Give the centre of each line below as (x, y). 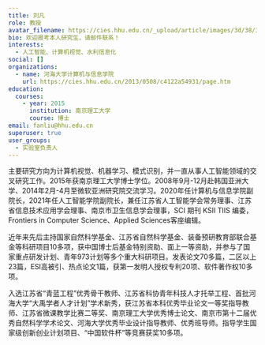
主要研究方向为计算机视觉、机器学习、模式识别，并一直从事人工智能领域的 (129, 171)
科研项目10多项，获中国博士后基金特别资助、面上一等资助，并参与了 (132, 247)
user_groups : (30, 140)
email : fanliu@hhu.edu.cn (50, 126)
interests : (26, 45)
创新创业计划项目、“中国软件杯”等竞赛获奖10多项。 (105, 333)
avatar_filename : (37, 30)
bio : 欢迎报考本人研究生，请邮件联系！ (64, 37)
